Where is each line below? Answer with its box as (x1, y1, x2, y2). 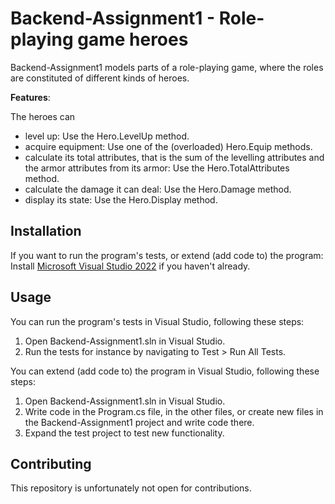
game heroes (77, 28, 189, 51)
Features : (10, 91, 51, 103)
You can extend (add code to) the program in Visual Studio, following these (10, 365, 320, 377)
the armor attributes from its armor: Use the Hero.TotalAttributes (24, 162, 290, 174)
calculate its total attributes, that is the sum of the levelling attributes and (24, 151, 325, 163)
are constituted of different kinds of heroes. (10, 72, 190, 84)
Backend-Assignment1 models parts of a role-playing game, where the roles (10, 61, 324, 73)
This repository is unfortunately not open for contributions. (10, 482, 252, 494)
